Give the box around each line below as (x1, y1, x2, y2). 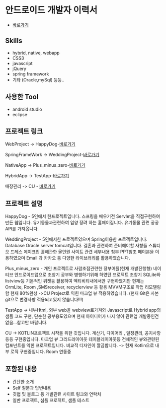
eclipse (12, 111, 27, 117)
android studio (12, 106, 42, 112)
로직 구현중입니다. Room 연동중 (10, 348, 72, 355)
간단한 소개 (12, 379, 34, 385)
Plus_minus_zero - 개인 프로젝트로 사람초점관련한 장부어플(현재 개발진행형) (5, 266, 153, 272)
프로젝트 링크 (5, 127, 43, 136)
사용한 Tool (5, 93, 39, 101)
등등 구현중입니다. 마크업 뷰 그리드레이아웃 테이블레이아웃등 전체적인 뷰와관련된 (5, 336, 160, 342)
